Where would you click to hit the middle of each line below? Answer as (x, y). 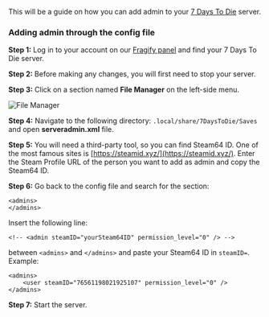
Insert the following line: (48, 223)
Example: (24, 261)
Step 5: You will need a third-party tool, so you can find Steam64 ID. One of (133, 145)
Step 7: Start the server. (48, 305)
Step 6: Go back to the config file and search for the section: (109, 186)
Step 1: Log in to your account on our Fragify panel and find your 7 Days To (132, 50)
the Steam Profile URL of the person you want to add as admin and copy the (134, 162)
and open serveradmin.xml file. (61, 130)
